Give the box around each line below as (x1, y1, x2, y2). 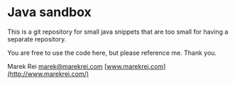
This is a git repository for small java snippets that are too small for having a (7, 27, 229, 36)
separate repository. (7, 34, 67, 43)
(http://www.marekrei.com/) (7, 70, 89, 78)
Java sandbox (7, 4, 92, 20)
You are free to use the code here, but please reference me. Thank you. (7, 48, 217, 57)
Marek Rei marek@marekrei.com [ (7, 62, 107, 70)
